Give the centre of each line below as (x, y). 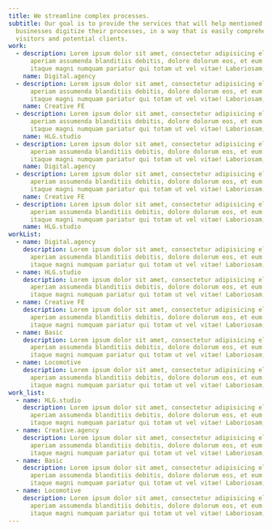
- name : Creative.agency (57, 430)
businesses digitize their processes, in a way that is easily (124, 31)
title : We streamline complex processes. (79, 16)
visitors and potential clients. (72, 38)
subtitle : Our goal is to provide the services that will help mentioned (136, 24)
